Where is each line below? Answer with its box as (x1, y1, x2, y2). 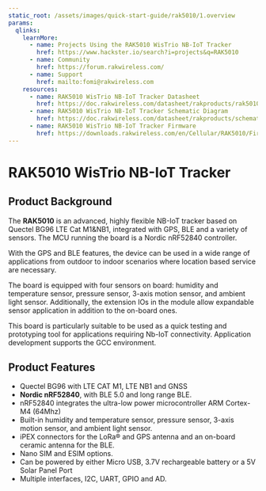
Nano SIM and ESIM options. (19, 449, 113, 459)
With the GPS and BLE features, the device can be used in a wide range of (8, 248, 251, 257)
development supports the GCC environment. (8, 337, 157, 347)
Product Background (8, 195, 112, 208)
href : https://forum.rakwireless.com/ (36, 63, 165, 71)
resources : (22, 85, 59, 93)
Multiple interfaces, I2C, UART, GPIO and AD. (19, 474, 167, 484)
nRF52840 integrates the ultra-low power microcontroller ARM (19, 398, 224, 408)
